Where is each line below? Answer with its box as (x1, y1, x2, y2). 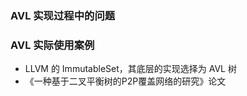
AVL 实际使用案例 (10, 38, 95, 52)
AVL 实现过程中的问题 (10, 8, 116, 22)
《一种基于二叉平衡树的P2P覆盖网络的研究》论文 (24, 75, 227, 87)
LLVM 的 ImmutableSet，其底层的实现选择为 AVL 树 (24, 63, 237, 75)
